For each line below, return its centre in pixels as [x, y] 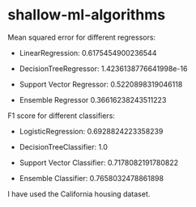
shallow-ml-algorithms [87, 15]
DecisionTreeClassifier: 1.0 [64, 146]
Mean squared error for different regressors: [81, 37]
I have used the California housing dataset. [79, 194]
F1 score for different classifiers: [61, 116]
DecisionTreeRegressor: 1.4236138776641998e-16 [103, 68]
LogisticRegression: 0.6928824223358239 [91, 131]
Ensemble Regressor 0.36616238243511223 [93, 99]
